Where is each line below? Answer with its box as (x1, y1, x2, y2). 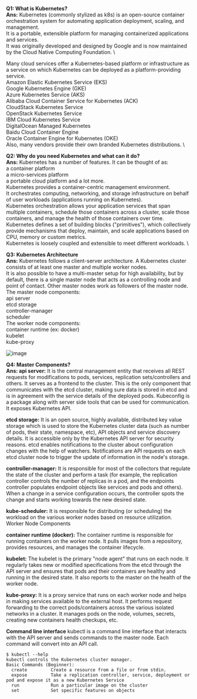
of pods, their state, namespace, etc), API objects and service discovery (6, 428, 181, 435)
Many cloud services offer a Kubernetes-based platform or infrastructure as (6, 60, 189, 67)
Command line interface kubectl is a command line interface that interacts (6, 628, 187, 634)
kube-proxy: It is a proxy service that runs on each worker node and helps (6, 592, 186, 598)
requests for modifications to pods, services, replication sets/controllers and (6, 374, 191, 380)
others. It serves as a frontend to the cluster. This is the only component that (6, 380, 191, 387)
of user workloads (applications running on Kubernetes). (6, 196, 142, 203)
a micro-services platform (6, 171, 69, 178)
